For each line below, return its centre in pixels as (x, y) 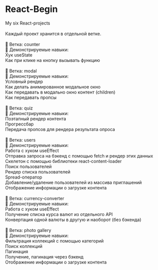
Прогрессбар (19, 124)
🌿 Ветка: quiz (19, 108)
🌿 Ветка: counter (23, 44)
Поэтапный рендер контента (36, 118)
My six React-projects (28, 23)
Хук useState (19, 55)
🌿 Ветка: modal (21, 70)
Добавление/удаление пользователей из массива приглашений (74, 182)
